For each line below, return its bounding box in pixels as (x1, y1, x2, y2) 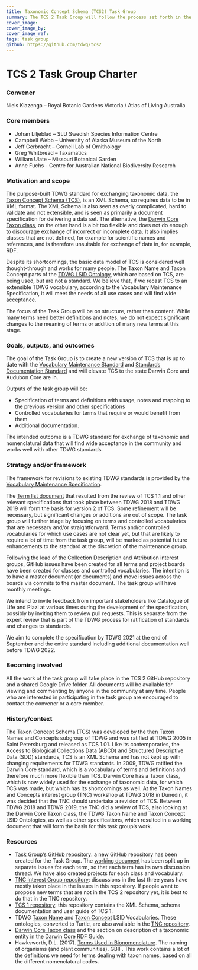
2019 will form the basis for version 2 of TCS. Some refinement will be (6, 505, 176, 512)
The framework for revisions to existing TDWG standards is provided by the (6, 474, 190, 481)
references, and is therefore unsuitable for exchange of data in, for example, (6, 240, 192, 247)
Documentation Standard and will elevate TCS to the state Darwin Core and (6, 367, 189, 374)
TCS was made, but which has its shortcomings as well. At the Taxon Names (6, 785, 193, 792)
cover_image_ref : (6, 31, 49, 37)
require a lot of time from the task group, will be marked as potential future (6, 536, 188, 543)
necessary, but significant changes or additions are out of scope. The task (6, 511, 187, 518)
